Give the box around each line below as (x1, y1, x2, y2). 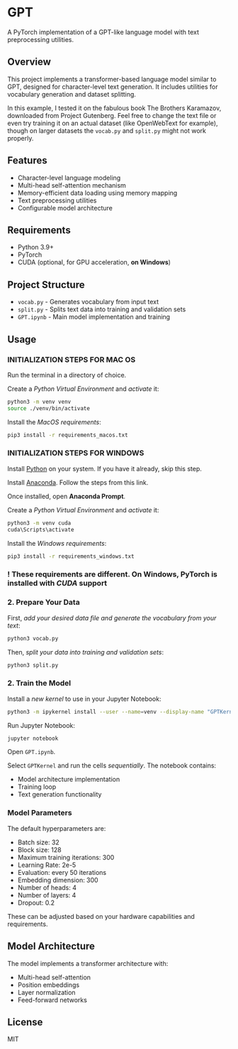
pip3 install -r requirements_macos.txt (7, 431, 129, 439)
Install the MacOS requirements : (7, 417, 101, 426)
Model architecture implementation (17, 775, 120, 784)
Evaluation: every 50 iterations (17, 868, 107, 876)
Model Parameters (7, 808, 72, 818)
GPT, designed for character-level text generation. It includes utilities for (7, 82, 218, 91)
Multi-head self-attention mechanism (17, 181, 126, 189)
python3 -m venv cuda (7, 520, 72, 527)
